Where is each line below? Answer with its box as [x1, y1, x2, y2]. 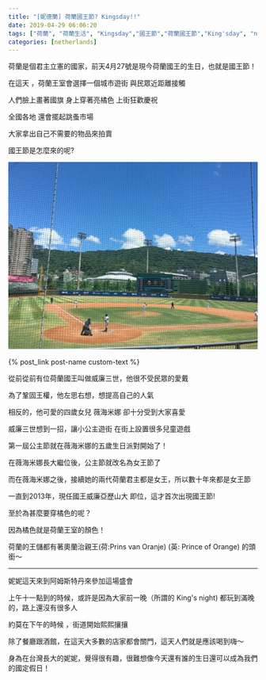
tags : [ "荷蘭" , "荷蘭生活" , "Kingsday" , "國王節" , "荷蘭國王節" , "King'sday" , [8, 29, 247, 37]
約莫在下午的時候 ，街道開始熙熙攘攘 [8, 619, 128, 629]
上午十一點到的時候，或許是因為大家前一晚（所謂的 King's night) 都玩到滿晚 [8, 593, 255, 602]
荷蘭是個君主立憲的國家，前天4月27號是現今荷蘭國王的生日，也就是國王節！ [8, 62, 257, 71]
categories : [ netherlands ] [8, 38, 97, 46]
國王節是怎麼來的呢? [8, 146, 75, 155]
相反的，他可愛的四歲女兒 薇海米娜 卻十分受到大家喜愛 [8, 407, 186, 416]
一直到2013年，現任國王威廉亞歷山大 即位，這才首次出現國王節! [8, 491, 215, 501]
